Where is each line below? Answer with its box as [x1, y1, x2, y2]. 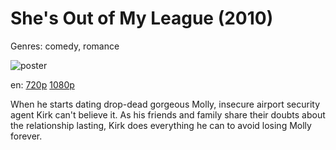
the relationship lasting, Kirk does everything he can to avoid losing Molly [10, 119, 312, 131]
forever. [10, 130, 43, 142]
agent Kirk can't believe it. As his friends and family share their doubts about [10, 108, 326, 121]
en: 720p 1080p [10, 78, 75, 91]
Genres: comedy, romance [10, 40, 120, 52]
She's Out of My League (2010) [10, 7, 274, 30]
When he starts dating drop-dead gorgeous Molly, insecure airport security [10, 98, 321, 110]
